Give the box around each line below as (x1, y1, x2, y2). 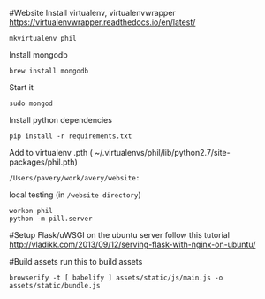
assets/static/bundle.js (9, 281, 101, 290)
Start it (9, 82, 34, 92)
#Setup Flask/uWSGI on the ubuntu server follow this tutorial (9, 230, 230, 240)
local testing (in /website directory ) (9, 189, 141, 200)
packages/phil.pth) (9, 157, 78, 167)
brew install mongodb (9, 66, 89, 75)
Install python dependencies (9, 115, 113, 125)
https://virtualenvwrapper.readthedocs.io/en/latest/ (9, 17, 196, 27)
